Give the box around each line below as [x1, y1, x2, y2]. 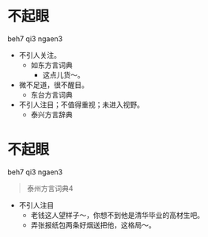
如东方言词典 [30, 60, 73, 70]
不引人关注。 [18, 50, 61, 59]
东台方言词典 [30, 90, 73, 99]
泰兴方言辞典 [30, 109, 73, 119]
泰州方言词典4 [26, 183, 74, 193]
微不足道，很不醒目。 [18, 80, 89, 90]
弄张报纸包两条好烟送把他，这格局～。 [30, 220, 156, 230]
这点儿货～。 [42, 70, 85, 79]
